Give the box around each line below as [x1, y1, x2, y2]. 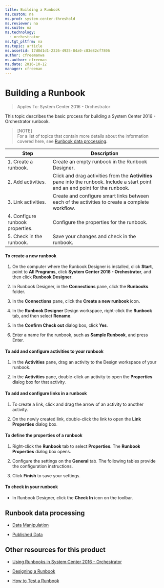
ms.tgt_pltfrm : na [5, 39, 42, 44]
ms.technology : [5, 30, 36, 35]
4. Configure [7, 213, 37, 220]
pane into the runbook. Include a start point [53, 178, 152, 185]
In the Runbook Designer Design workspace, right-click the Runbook [12, 308, 152, 314]
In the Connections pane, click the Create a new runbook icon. [12, 298, 140, 304]
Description [90, 150, 119, 157]
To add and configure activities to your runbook [5, 348, 104, 354]
